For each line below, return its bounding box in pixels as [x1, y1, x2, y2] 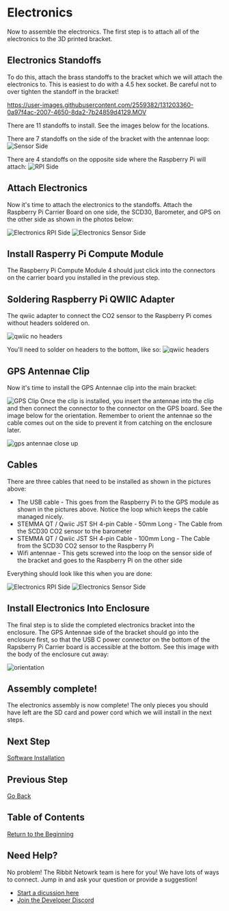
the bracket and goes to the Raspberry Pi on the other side [16, 556, 183, 564]
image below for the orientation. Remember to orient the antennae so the [7, 411, 213, 420]
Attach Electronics [7, 182, 87, 194]
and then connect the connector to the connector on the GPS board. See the [7, 404, 223, 412]
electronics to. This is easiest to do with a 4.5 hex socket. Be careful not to [7, 80, 217, 88]
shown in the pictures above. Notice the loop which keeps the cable [16, 505, 208, 513]
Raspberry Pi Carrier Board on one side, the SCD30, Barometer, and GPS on [7, 208, 221, 216]
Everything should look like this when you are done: [7, 569, 152, 577]
